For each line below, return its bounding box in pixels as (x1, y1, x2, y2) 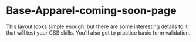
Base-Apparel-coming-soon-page (6, 4, 177, 17)
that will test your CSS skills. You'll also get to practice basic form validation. (6, 29, 191, 36)
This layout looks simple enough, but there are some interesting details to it (6, 23, 188, 30)
